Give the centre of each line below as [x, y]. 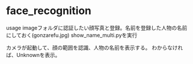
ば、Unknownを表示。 [33, 55]
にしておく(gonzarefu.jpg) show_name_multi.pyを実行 [72, 35]
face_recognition [49, 11]
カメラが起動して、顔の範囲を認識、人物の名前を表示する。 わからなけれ [94, 48]
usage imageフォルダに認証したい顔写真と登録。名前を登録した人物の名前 [97, 28]
